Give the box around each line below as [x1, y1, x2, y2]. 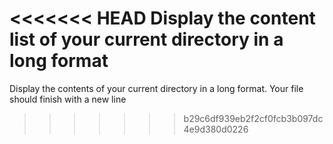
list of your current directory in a [9, 28, 284, 51]
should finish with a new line [9, 93, 127, 105]
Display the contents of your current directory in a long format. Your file [9, 82, 304, 94]
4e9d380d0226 [183, 123, 249, 135]
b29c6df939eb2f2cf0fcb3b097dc [183, 112, 324, 124]
